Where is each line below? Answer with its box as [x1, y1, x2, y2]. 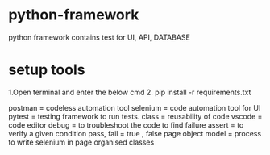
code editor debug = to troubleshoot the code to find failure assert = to [8, 119, 244, 130]
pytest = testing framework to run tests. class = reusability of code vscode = [8, 111, 263, 121]
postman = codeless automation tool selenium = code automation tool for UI [8, 103, 261, 112]
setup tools [8, 61, 85, 79]
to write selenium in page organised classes [8, 137, 155, 147]
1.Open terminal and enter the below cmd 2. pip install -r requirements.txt [8, 87, 251, 97]
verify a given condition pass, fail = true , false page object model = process [8, 128, 262, 138]
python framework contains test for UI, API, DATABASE [8, 32, 191, 42]
